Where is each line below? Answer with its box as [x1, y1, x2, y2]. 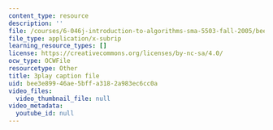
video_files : [8, 86, 53, 95]
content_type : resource [8, 11, 89, 20]
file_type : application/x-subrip [8, 34, 122, 43]
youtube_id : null [15, 110, 75, 118]
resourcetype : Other [8, 65, 79, 73]
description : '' [8, 19, 63, 27]
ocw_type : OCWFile [8, 57, 71, 65]
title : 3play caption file [8, 72, 100, 80]
